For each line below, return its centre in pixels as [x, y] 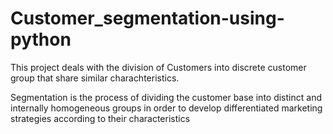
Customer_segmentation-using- [147, 18]
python [41, 39]
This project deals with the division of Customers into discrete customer [158, 67]
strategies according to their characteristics [100, 118]
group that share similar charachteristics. [95, 78]
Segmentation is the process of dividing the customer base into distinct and [166, 97]
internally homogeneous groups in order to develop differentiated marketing [166, 108]
